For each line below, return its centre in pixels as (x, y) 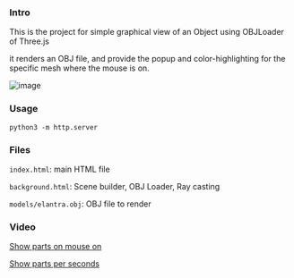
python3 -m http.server (54, 127)
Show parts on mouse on (56, 247)
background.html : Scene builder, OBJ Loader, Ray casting (115, 186)
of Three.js (30, 41)
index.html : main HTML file (60, 169)
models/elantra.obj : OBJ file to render (80, 204)
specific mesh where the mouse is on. (79, 68)
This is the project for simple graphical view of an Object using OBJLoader (147, 32)
